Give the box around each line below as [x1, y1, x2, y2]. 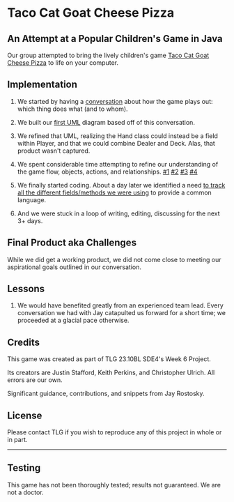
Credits [7, 336, 40, 348]
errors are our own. [7, 376, 63, 384]
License [7, 409, 42, 421]
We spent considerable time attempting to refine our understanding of [17, 160, 219, 168]
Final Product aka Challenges [7, 237, 137, 249]
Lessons [7, 283, 45, 295]
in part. [7, 436, 28, 444]
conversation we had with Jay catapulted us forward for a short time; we [17, 309, 226, 317]
